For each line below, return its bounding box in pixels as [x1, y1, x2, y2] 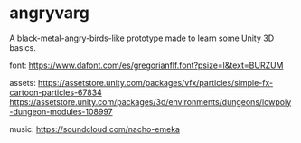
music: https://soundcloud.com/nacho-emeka [9, 123, 181, 134]
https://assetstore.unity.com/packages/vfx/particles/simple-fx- [37, 77, 274, 88]
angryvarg [9, 3, 90, 24]
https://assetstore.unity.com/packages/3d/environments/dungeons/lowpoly [9, 96, 292, 107]
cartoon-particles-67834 [9, 87, 102, 98]
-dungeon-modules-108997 [9, 106, 113, 117]
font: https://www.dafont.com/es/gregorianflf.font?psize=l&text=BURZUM [9, 60, 284, 71]
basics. [9, 42, 36, 52]
